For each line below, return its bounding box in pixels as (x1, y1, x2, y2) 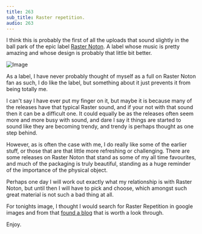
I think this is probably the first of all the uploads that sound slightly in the (6, 37, 189, 44)
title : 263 (6, 8, 34, 15)
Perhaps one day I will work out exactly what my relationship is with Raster (6, 179, 192, 186)
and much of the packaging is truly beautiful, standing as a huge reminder (6, 160, 191, 168)
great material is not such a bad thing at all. (6, 191, 114, 198)
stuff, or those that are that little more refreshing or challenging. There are (6, 147, 191, 154)
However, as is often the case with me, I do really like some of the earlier (6, 141, 187, 148)
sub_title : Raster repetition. (6, 14, 85, 21)
